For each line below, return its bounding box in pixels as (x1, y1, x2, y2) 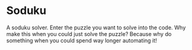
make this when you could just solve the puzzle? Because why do (6, 30, 172, 37)
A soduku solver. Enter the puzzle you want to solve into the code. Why (6, 24, 186, 31)
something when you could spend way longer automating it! (6, 37, 157, 44)
